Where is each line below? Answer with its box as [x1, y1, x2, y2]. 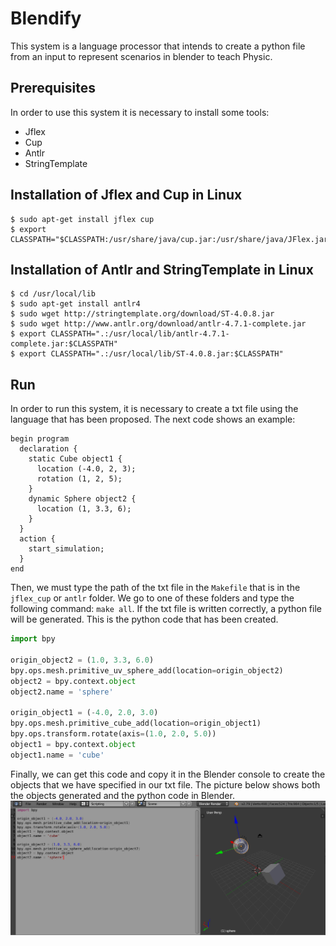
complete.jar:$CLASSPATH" [10, 339, 118, 349]
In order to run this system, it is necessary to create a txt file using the [10, 403, 299, 415]
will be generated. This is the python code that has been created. [10, 613, 279, 626]
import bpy [10, 634, 56, 644]
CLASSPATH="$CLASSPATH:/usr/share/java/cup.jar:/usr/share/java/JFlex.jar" [10, 234, 333, 244]
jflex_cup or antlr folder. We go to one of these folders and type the [10, 592, 295, 604]
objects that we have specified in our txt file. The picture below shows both [10, 778, 321, 791]
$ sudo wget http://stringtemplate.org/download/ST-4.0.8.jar [10, 309, 275, 319]
